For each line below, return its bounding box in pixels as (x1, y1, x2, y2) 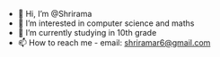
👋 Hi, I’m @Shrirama (17, 9, 92, 19)
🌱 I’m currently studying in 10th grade (17, 28, 157, 37)
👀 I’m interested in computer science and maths (17, 18, 195, 28)
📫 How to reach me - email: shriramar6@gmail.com (17, 37, 211, 48)
